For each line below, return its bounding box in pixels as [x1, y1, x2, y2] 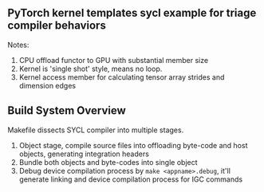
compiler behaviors [7, 19, 107, 33]
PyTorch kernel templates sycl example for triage [7, 6, 257, 20]
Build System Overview [7, 104, 126, 118]
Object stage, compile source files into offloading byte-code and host [18, 140, 248, 150]
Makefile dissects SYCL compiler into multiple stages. [7, 125, 184, 135]
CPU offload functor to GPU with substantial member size [18, 55, 209, 65]
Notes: [7, 40, 30, 49]
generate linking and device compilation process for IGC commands [18, 174, 243, 184]
